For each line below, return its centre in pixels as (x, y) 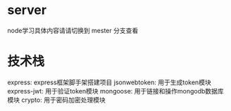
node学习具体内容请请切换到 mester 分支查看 (73, 30)
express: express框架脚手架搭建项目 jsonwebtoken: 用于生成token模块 (109, 82)
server (27, 10)
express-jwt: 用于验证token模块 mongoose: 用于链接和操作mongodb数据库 (115, 91)
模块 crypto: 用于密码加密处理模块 (56, 100)
